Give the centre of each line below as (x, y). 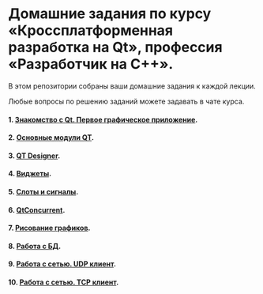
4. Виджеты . (30, 174)
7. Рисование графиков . (49, 228)
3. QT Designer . (34, 156)
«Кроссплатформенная (91, 30)
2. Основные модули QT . (51, 138)
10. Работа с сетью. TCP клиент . (64, 282)
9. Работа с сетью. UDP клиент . (62, 264)
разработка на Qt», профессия (115, 47)
